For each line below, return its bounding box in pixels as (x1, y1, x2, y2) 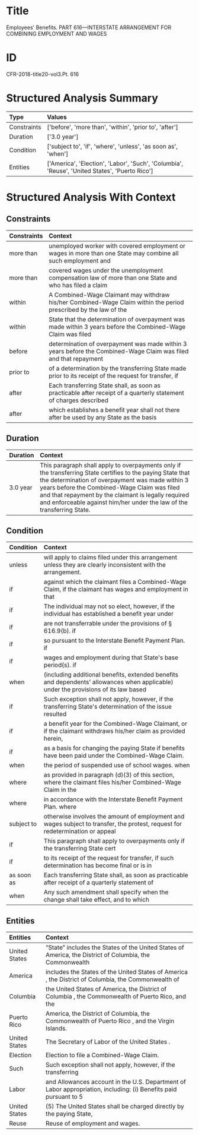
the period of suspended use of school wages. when (43, 761, 190, 770)
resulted (43, 710, 67, 718)
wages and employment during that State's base (43, 653, 179, 662)
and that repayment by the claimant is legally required (40, 491, 190, 499)
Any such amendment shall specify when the (43, 888, 169, 896)
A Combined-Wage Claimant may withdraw (49, 290, 170, 299)
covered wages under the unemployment (49, 266, 163, 274)
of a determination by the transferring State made (49, 364, 187, 372)
